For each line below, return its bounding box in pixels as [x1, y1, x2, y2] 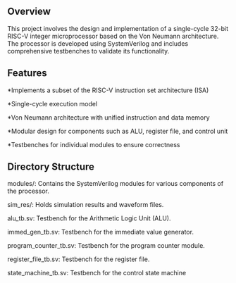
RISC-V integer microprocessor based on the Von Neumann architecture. [7, 32, 219, 40]
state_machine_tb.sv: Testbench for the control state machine [7, 269, 187, 277]
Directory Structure [7, 161, 95, 173]
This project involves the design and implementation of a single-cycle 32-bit [7, 24, 229, 32]
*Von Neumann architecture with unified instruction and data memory [7, 113, 210, 122]
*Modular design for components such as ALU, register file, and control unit [7, 127, 228, 135]
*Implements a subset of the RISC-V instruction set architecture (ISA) [7, 86, 209, 94]
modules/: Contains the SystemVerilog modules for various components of [7, 180, 224, 188]
